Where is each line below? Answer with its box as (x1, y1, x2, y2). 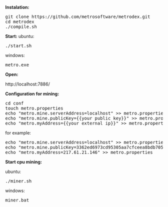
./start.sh (5, 43, 32, 48)
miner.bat (5, 197, 29, 203)
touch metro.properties (5, 105, 63, 111)
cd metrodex (5, 19, 34, 24)
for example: (5, 130, 31, 135)
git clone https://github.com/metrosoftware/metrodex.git (5, 14, 150, 19)
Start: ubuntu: (5, 33, 34, 39)
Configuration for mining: (5, 91, 59, 96)
